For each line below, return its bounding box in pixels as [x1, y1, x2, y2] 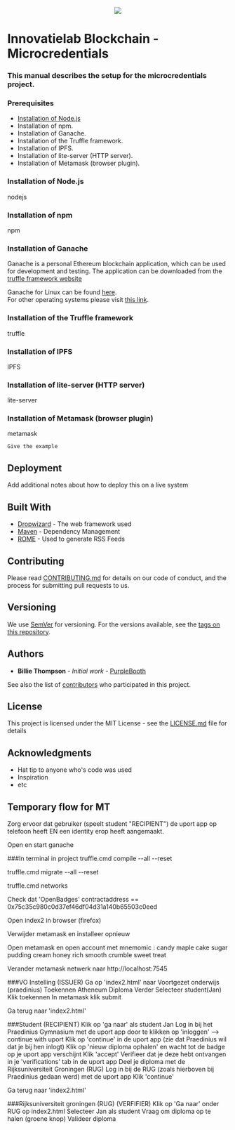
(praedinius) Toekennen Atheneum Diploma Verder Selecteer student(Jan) [7, 985, 222, 994]
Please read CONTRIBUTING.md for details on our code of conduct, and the [7, 573, 227, 582]
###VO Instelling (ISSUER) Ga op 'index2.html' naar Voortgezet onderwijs [7, 978, 220, 986]
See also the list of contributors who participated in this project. [7, 680, 192, 688]
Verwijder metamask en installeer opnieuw [7, 929, 130, 938]
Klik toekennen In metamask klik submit [7, 992, 121, 1001]
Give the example [7, 443, 58, 450]
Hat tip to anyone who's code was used [17, 766, 132, 774]
